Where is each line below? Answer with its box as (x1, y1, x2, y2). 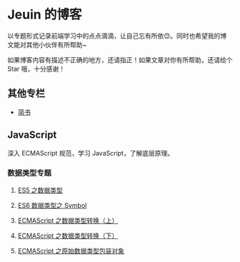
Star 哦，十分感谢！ (7, 64, 66, 73)
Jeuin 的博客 (7, 6, 82, 23)
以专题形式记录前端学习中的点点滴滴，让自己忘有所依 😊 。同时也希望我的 (7, 31, 221, 40)
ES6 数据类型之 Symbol (17, 201, 87, 209)
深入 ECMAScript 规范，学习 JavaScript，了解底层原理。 (7, 148, 174, 157)
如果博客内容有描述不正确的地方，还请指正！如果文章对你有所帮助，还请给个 (7, 55, 233, 64)
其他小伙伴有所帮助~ (26, 40, 87, 49)
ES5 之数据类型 (17, 186, 63, 194)
